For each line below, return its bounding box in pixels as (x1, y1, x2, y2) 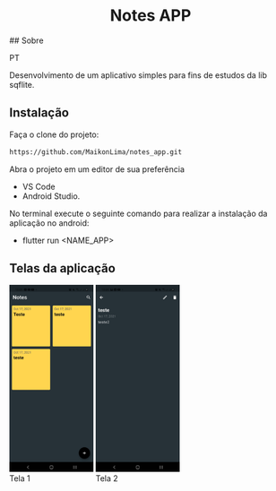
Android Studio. (22, 190, 81, 202)
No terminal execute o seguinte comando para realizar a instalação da (9, 208, 268, 219)
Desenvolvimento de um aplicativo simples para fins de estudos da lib (9, 69, 267, 81)
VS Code (22, 181, 56, 192)
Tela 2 (95, 473, 118, 484)
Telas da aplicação (9, 261, 116, 276)
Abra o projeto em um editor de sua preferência (9, 163, 185, 175)
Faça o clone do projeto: (9, 129, 99, 140)
